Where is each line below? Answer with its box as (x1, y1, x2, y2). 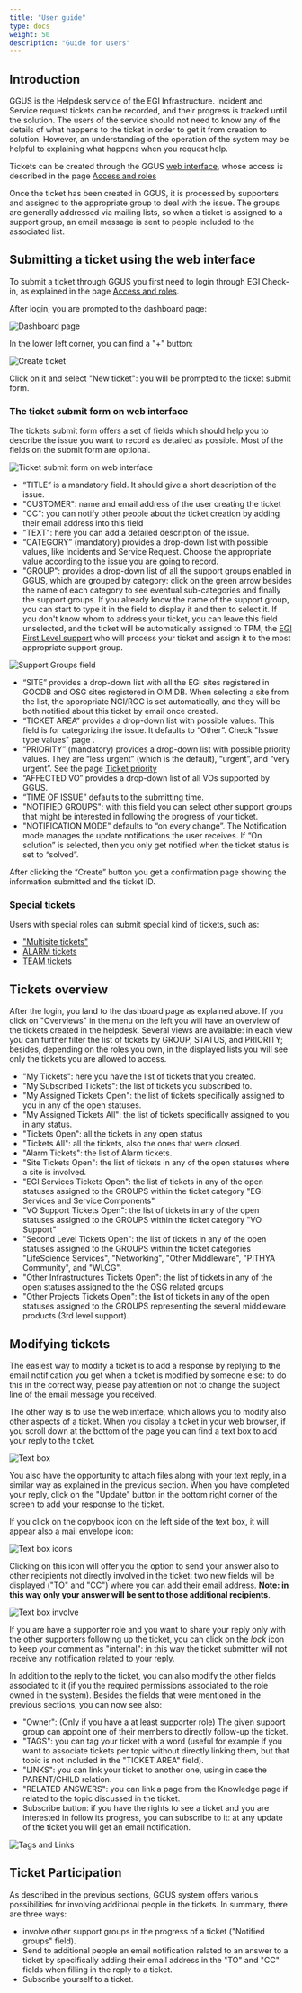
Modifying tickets (9, 1336, 111, 1352)
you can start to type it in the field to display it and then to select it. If (22, 604, 277, 615)
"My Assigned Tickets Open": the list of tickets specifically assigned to (22, 1091, 285, 1101)
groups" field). (22, 1935, 76, 1946)
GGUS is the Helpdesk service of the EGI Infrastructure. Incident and (9, 95, 263, 106)
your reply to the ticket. (9, 1436, 96, 1446)
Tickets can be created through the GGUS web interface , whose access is (9, 161, 284, 172)
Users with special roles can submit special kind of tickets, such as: (9, 919, 260, 930)
